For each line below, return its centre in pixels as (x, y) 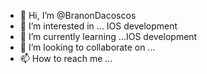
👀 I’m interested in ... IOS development (98, 26)
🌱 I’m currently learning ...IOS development (108, 36)
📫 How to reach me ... (66, 58)
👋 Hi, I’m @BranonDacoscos (78, 15)
